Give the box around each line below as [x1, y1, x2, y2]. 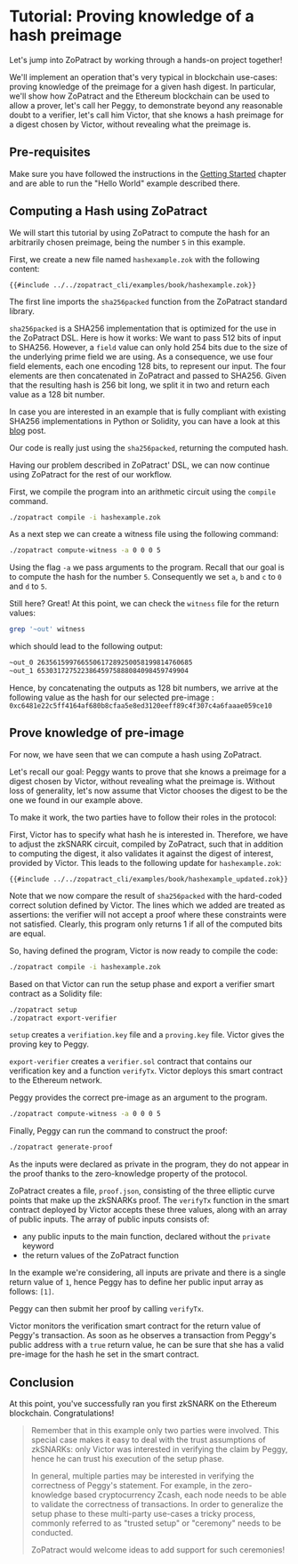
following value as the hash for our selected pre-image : [9, 692, 214, 702]
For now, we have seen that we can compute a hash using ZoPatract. [9, 749, 262, 759]
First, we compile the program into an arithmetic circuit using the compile [9, 486, 277, 497]
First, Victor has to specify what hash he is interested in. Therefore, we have [9, 829, 289, 839]
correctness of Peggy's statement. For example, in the [30, 1480, 231, 1490]
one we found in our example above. [9, 794, 143, 806]
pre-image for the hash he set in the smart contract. [9, 1349, 200, 1359]
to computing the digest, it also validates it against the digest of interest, [9, 847, 274, 859]
